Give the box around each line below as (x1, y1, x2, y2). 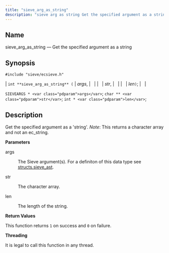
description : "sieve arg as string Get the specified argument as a (5, 12, 152, 17)
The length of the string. (18, 203, 68, 209)
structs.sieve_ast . (18, 164, 54, 170)
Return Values (5, 213, 36, 219)
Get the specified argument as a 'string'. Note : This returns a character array (5, 124, 164, 130)
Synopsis (5, 58, 35, 67)
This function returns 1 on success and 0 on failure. (5, 222, 112, 228)
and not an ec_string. (5, 129, 49, 135)
